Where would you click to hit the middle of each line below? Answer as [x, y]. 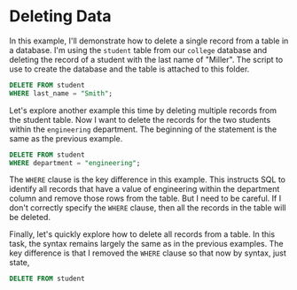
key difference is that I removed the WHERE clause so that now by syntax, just [148, 253]
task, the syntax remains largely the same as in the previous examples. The [146, 244]
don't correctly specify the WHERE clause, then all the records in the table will [148, 208]
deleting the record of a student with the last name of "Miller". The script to [146, 59]
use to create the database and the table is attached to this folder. [129, 69]
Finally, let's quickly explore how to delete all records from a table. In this [142, 234]
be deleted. [30, 217]
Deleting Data [60, 16]
